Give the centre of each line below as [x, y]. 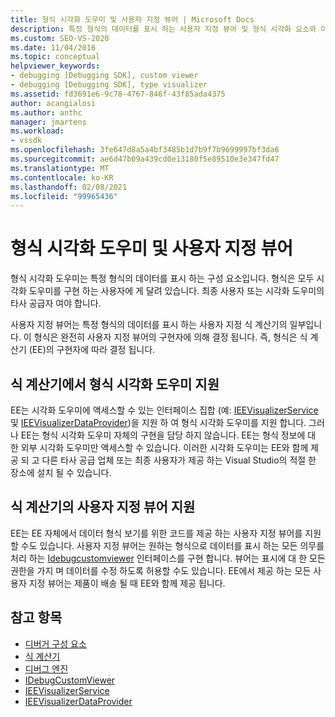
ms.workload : [37, 131]
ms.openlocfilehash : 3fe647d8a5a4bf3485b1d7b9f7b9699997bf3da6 [145, 150]
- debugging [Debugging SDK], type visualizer [109, 85]
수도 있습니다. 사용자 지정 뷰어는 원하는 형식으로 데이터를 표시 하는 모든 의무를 [172, 545]
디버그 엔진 [46, 668]
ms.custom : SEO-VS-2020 [60, 38]
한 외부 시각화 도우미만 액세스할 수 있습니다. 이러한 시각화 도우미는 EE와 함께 [159, 447]
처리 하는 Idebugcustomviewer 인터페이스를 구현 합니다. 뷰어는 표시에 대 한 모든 [168, 558]
